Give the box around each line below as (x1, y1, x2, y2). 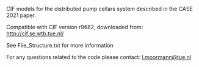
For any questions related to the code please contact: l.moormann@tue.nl (6, 54, 191, 60)
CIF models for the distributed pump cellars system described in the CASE (6, 5, 194, 12)
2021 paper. (6, 12, 37, 19)
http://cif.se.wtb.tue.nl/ (6, 30, 64, 37)
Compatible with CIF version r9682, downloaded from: (6, 24, 143, 30)
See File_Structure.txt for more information (6, 42, 114, 49)
